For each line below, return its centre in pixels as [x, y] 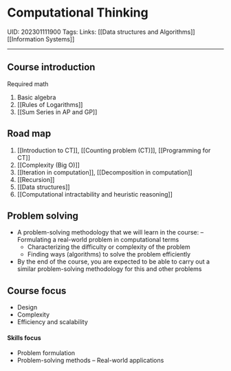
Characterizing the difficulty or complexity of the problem [109, 247]
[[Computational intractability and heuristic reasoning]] [95, 194]
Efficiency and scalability [52, 322]
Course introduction [51, 67]
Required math [28, 83]
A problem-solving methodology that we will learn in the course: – [110, 232]
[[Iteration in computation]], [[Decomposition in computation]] [104, 172]
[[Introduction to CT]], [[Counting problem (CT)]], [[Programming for [114, 150]
